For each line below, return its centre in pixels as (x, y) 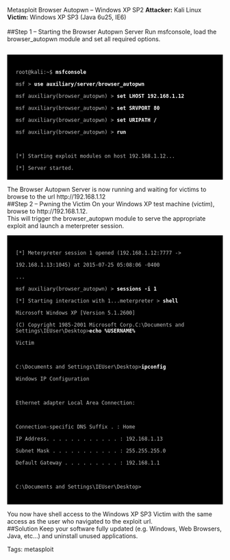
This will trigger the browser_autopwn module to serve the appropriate (106, 218)
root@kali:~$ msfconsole (51, 72)
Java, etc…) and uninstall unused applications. (73, 536)
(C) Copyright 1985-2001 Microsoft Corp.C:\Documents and (100, 325)
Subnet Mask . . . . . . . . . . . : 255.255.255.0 (91, 451)
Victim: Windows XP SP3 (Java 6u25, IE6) (67, 17)
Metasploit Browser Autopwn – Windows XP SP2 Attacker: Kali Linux (104, 10)
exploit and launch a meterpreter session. (66, 226)
